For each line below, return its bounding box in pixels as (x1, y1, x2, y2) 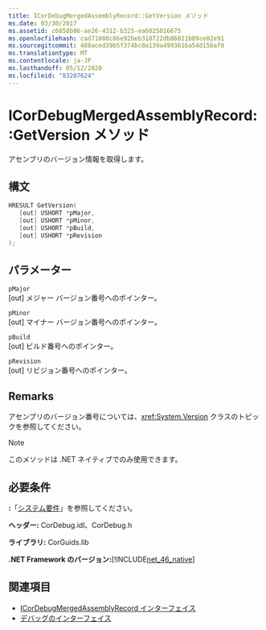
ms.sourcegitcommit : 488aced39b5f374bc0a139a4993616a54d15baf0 (8, 42, 225, 50)
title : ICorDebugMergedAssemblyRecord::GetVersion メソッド (8, 11, 209, 20)
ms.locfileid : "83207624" (8, 72, 95, 80)
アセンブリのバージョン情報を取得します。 (8, 154, 149, 163)
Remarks (8, 389, 55, 403)
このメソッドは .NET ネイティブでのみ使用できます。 (8, 455, 182, 464)
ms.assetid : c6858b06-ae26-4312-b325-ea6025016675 (8, 27, 182, 35)
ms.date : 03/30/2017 (8, 19, 78, 27)
